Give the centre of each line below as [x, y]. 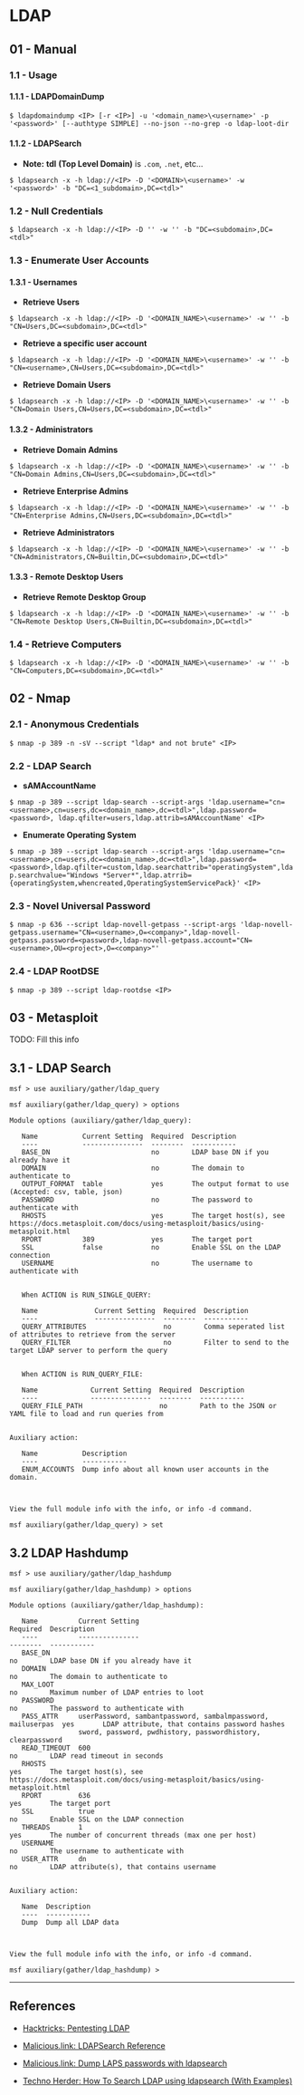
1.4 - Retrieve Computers [66, 644]
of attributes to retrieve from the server [93, 1335]
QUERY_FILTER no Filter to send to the [155, 1343]
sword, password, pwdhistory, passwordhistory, [169, 1733]
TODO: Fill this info [44, 1039]
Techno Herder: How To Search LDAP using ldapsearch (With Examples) [157, 2081]
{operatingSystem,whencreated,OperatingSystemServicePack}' [125, 883]
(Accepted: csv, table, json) [66, 1192]
